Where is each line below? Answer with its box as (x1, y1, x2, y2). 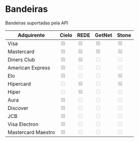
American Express (7, 64, 51, 71)
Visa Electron (7, 121, 39, 128)
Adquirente (17, 31, 45, 38)
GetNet (95, 31, 113, 38)
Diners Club (7, 56, 35, 63)
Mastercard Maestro (7, 129, 55, 136)
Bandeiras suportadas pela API (5, 20, 69, 26)
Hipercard (7, 80, 31, 87)
